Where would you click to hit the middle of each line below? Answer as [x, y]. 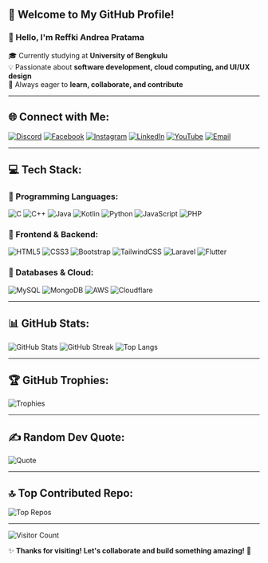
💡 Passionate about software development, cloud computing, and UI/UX [129, 67]
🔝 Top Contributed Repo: [71, 493]
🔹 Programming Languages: [63, 196]
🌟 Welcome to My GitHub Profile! [91, 15]
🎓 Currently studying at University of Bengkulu [88, 55]
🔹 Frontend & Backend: [53, 235]
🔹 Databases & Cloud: [51, 272]
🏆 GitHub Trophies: [59, 380]
